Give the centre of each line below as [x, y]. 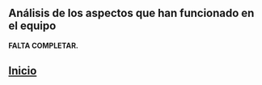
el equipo [32, 26]
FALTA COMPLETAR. [44, 45]
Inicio [23, 71]
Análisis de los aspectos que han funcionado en [131, 13]
